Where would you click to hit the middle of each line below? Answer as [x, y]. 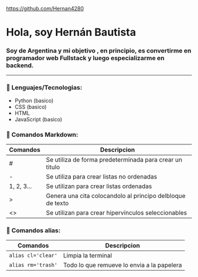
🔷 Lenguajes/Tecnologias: [44, 88]
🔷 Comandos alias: [33, 230]
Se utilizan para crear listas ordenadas [99, 186]
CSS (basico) [31, 107]
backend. [20, 65]
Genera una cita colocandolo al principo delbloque [116, 196]
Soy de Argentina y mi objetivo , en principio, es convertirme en [99, 51]
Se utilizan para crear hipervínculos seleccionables [117, 213]
